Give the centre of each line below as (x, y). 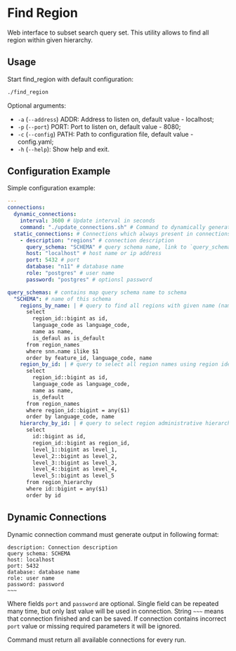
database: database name (44, 572)
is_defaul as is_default (69, 338)
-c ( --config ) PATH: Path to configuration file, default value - (105, 134)
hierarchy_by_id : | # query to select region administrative (111, 423)
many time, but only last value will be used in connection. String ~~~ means (116, 611)
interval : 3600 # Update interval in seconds (88, 221)
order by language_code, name (70, 417)
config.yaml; (35, 142)
